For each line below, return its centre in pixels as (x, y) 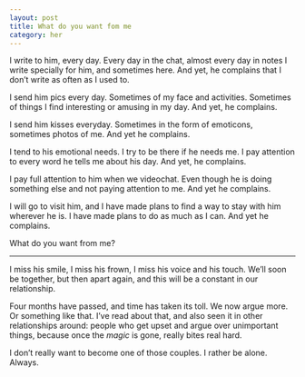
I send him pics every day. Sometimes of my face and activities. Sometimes (151, 97)
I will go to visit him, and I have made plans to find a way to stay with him (145, 206)
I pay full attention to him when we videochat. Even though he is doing (141, 179)
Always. (24, 362)
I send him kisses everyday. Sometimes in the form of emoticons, (131, 124)
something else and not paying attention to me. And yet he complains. (140, 189)
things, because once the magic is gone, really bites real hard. (126, 335)
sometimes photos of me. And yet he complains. (100, 134)
